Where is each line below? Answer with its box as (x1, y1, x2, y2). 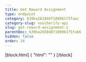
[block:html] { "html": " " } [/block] (5, 52, 72, 58)
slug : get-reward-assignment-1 (5, 25, 69, 30)
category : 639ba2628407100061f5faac (5, 16, 79, 21)
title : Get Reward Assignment (5, 7, 67, 12)
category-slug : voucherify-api (5, 20, 69, 26)
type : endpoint (5, 12, 36, 16)
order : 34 (5, 39, 25, 44)
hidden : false (5, 34, 34, 39)
